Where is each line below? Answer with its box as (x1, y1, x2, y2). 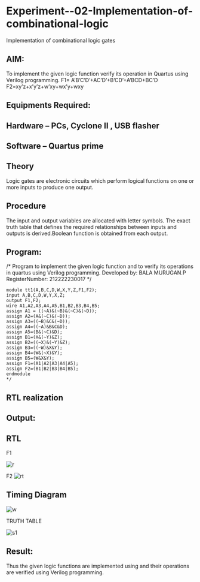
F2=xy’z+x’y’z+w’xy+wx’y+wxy (6, 83, 84, 90)
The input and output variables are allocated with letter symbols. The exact (6, 217, 190, 224)
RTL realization (6, 393, 64, 403)
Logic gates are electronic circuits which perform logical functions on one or (6, 177, 195, 184)
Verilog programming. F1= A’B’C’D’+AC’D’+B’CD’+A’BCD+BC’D (6, 76, 158, 83)
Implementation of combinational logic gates (6, 37, 116, 44)
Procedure (6, 201, 47, 211)
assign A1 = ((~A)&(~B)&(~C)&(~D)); (6, 308, 97, 314)
